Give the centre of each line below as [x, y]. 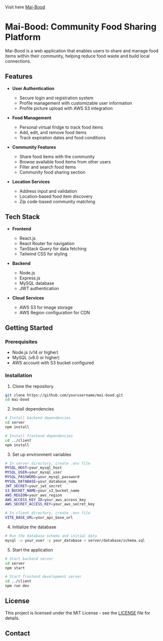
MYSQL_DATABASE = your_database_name [41, 481]
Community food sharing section [52, 172]
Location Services [31, 182]
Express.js [30, 278]
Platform [23, 37]
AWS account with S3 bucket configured [53, 363]
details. [12, 618]
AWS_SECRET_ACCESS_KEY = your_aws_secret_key [50, 504]
